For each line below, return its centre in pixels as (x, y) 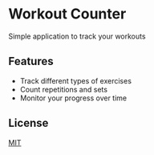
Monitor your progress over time (73, 98)
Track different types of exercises (76, 80)
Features (31, 61)
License (28, 123)
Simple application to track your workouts (77, 36)
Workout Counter (67, 14)
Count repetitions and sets (64, 89)
